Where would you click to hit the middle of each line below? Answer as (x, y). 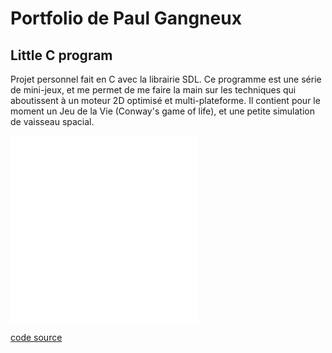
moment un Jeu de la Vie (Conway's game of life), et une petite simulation (162, 111)
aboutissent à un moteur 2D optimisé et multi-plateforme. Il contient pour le (165, 100)
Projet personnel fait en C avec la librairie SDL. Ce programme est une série (166, 79)
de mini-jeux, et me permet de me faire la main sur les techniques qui (153, 90)
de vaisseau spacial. (52, 121)
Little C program (61, 55)
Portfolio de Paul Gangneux (126, 18)
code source (36, 337)
